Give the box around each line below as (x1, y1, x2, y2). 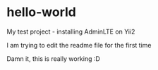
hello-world (6, 4, 77, 20)
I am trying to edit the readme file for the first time (6, 41, 152, 49)
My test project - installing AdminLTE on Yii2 (6, 27, 135, 36)
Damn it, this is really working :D (6, 54, 100, 63)
